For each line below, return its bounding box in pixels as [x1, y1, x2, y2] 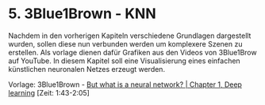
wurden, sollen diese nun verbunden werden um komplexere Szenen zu [8, 39, 243, 48]
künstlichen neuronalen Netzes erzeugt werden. [8, 64, 165, 73]
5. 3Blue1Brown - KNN [8, 5, 156, 23]
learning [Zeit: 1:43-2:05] [8, 88, 90, 97]
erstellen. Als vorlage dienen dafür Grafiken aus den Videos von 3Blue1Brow [8, 47, 257, 57]
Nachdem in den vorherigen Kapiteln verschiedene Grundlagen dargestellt [8, 31, 252, 40]
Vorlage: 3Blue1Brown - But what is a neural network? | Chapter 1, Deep [8, 80, 242, 89]
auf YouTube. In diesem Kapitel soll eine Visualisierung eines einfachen [8, 56, 240, 66]
